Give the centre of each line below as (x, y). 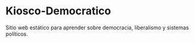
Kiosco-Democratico (58, 11)
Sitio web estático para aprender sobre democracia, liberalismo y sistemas (97, 27)
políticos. (17, 33)
